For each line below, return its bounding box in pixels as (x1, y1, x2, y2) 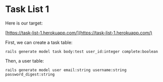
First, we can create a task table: (5, 39, 73, 45)
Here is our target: (5, 20, 43, 26)
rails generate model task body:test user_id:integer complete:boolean (5, 49, 158, 54)
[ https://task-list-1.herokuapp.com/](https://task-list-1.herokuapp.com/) (5, 29, 152, 35)
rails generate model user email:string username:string (5, 67, 127, 72)
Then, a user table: (5, 57, 44, 63)
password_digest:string (5, 71, 55, 77)
